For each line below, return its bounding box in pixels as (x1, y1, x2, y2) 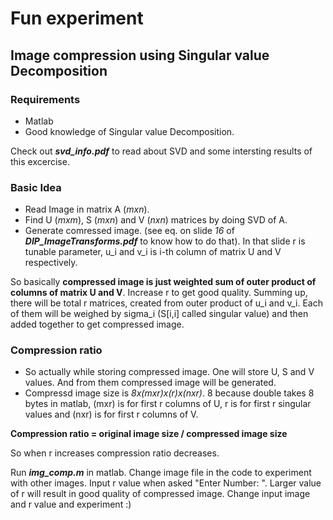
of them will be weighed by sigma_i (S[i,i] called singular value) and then (10, 308, 309, 320)
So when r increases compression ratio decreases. (10, 447, 220, 459)
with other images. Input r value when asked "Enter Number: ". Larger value (10, 477, 322, 489)
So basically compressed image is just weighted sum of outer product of (10, 276, 317, 288)
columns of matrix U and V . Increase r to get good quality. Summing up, (10, 287, 308, 299)
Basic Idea (10, 180, 62, 194)
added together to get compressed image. (10, 318, 185, 331)
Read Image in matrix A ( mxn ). (24, 203, 150, 216)
